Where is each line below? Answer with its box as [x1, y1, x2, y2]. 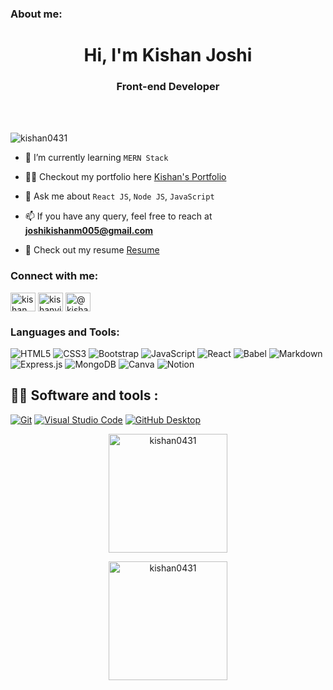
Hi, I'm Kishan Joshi [83, 44, 253, 67]
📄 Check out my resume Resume [24, 244, 160, 256]
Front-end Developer [116, 80, 220, 94]
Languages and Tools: [10, 325, 120, 339]
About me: [10, 7, 63, 21]
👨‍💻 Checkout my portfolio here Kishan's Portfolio [24, 171, 227, 183]
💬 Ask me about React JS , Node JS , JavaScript [24, 190, 215, 202]
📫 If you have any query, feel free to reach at [24, 210, 213, 222]
